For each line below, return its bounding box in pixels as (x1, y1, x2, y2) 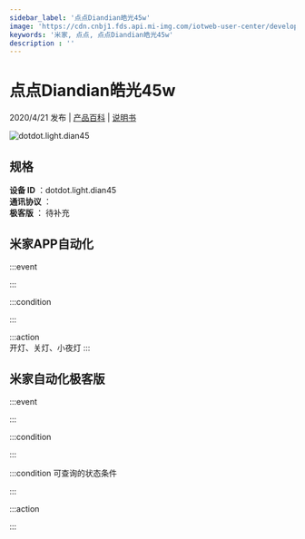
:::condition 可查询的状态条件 (9, 467, 118, 478)
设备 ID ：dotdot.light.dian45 (9, 185, 116, 195)
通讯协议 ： (9, 196, 52, 207)
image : (9, 22, 34, 31)
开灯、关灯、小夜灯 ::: (9, 342, 91, 353)
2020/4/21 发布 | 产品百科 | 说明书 (9, 113, 137, 123)
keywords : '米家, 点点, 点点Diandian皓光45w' (9, 30, 174, 39)
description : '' (9, 38, 75, 48)
